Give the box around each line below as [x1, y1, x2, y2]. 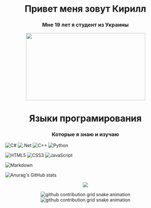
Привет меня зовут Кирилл [24, 3, 146, 15]
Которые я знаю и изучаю [51, 131, 119, 138]
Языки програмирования [29, 113, 142, 124]
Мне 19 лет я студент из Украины [42, 21, 129, 29]
